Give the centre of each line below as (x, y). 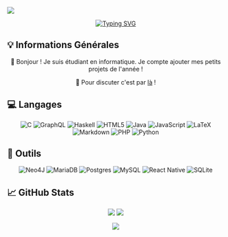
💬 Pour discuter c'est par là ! (116, 82)
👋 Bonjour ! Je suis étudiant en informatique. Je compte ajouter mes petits (116, 61)
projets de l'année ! (116, 69)
